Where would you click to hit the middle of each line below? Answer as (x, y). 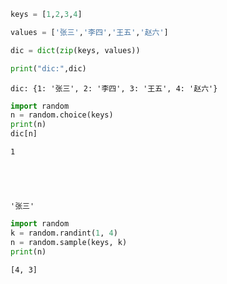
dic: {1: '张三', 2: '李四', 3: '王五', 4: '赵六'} (114, 88)
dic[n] (24, 134)
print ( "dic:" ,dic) (48, 68)
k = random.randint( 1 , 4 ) (64, 233)
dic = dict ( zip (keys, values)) (75, 50)
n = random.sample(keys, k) (69, 242)
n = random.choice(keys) (62, 115)
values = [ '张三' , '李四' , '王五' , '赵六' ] (89, 32)
